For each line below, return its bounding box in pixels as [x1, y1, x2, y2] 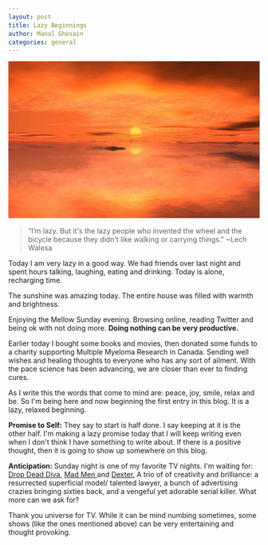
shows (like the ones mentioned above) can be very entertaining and [8, 519, 234, 529]
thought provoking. [8, 527, 71, 537]
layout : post [8, 13, 52, 21]
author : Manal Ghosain [8, 29, 84, 37]
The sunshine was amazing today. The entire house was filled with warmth [8, 291, 254, 300]
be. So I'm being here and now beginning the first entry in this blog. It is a [8, 397, 250, 406]
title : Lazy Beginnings [8, 21, 88, 29]
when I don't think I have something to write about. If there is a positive [8, 437, 242, 447]
